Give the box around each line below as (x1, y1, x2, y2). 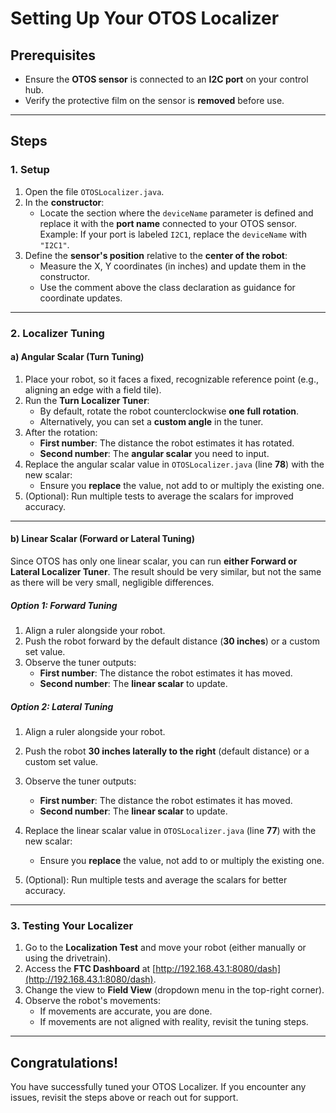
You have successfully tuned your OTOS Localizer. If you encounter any (10, 1081, 307, 1093)
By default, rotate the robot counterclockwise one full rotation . (39, 405, 299, 417)
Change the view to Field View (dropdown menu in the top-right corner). (24, 984, 325, 996)
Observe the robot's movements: (24, 995, 161, 1007)
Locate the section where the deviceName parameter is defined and (39, 207, 314, 219)
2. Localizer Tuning (10, 326, 105, 340)
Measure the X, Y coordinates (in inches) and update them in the (39, 260, 307, 272)
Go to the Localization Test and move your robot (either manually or (24, 942, 307, 954)
